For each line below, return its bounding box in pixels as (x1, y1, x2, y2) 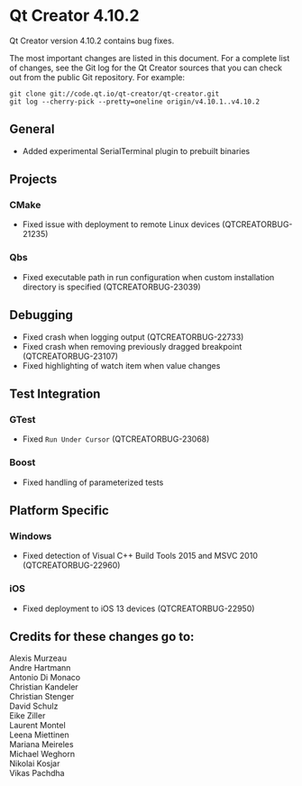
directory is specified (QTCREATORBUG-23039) (22, 281, 201, 292)
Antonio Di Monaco (9, 672, 81, 683)
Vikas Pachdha (9, 768, 65, 779)
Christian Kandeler (9, 681, 78, 692)
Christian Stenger (9, 691, 75, 702)
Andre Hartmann (9, 663, 71, 673)
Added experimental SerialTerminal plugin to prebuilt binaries (22, 145, 251, 156)
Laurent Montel (9, 720, 66, 731)
